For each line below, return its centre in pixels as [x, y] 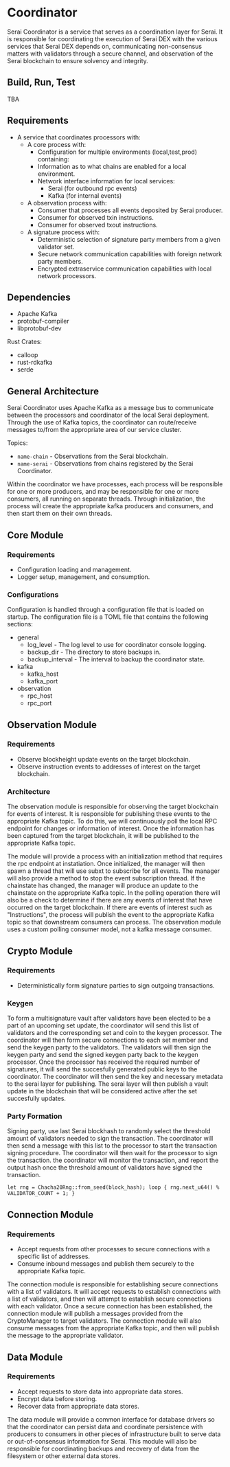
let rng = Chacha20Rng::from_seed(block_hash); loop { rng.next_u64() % [113, 1187]
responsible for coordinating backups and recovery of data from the [103, 1448]
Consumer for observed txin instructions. [96, 217]
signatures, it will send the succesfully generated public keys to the [102, 1069]
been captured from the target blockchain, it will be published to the [103, 836]
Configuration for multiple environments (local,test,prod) [117, 152]
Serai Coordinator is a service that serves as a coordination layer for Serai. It [115, 32]
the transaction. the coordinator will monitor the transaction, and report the [113, 1160]
